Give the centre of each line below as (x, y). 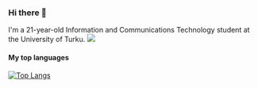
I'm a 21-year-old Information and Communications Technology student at (129, 30)
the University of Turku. (47, 40)
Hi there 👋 (28, 13)
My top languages (39, 57)
